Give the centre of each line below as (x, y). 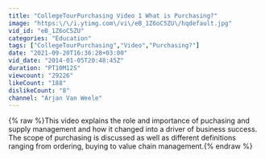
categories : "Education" (50, 38)
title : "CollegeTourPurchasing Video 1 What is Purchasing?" (113, 16)
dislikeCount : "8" (39, 90)
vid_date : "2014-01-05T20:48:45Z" (66, 61)
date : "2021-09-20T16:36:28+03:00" (68, 53)
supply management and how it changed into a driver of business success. (133, 129)
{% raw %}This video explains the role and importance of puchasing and (129, 120)
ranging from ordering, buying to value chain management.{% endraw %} (130, 146)
